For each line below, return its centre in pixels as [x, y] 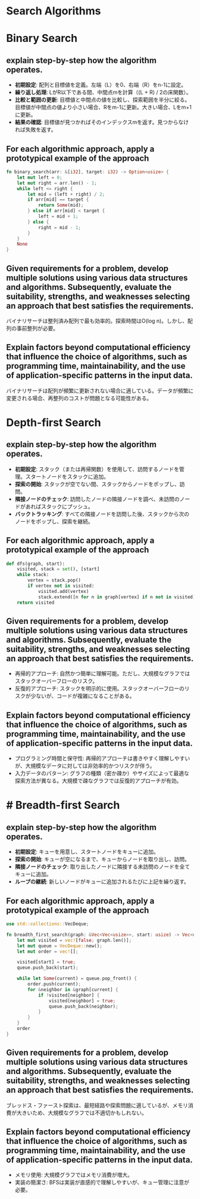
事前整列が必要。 [37, 328]
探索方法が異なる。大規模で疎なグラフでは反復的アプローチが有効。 [98, 781]
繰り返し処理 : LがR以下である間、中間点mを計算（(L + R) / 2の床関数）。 [103, 92]
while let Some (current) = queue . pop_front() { [77, 978]
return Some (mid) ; [61, 205]
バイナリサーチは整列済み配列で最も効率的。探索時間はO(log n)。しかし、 [97, 320]
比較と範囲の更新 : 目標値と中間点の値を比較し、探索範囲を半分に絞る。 [102, 100]
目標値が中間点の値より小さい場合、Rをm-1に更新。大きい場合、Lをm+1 [103, 107]
